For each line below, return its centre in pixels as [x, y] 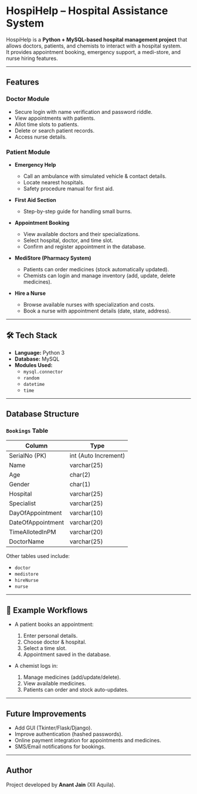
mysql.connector [43, 372]
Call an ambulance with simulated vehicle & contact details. [95, 176]
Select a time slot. [45, 648]
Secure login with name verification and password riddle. [83, 112]
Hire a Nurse [30, 293]
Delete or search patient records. [55, 130]
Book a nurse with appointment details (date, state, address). [97, 311]
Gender [19, 485]
